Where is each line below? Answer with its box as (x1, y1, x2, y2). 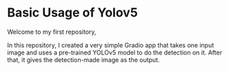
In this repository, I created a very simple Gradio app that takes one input (7, 41, 215, 49)
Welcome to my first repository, (7, 28, 97, 36)
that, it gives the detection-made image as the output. (7, 55, 160, 63)
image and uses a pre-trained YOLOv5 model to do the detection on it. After (7, 48, 223, 57)
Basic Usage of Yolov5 (7, 5, 138, 21)
